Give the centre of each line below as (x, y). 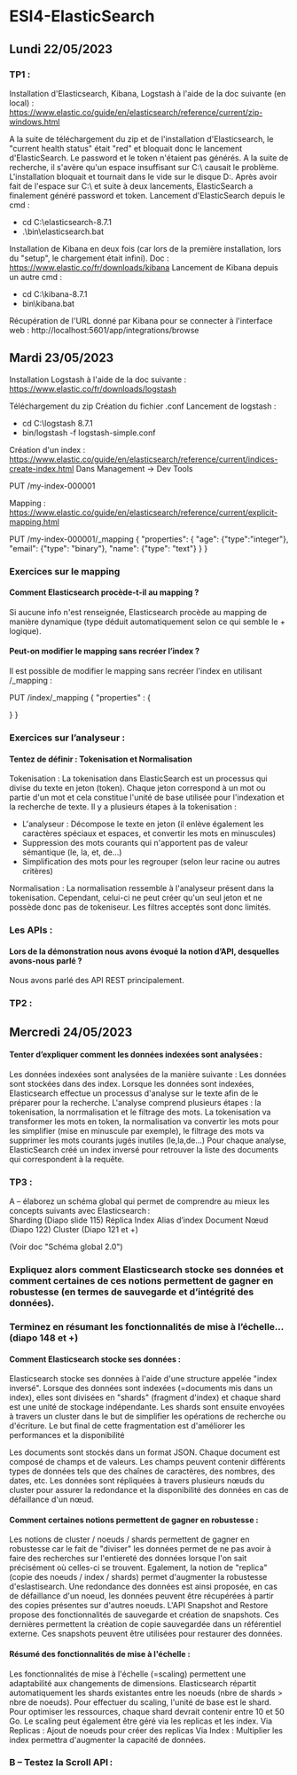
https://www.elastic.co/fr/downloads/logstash (93, 388)
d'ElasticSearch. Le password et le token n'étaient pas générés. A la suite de (149, 158)
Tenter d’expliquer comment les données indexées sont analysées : (136, 1055)
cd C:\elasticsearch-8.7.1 (67, 222)
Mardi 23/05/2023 (62, 358)
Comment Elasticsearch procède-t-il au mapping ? (104, 592)
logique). (25, 630)
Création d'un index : (47, 450)
